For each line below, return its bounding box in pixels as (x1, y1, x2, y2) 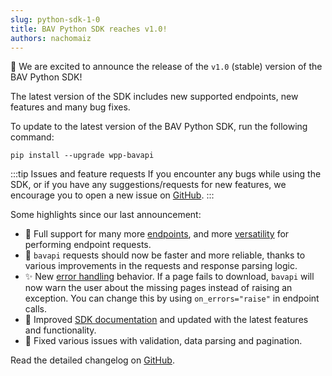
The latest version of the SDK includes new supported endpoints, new (10, 91, 299, 103)
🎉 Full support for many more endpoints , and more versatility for (24, 228, 290, 240)
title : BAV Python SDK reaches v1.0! (10, 24, 168, 34)
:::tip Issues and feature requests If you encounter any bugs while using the (10, 168, 322, 180)
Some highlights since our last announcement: (10, 209, 202, 221)
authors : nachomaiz (10, 33, 92, 43)
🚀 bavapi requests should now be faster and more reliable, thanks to (24, 249, 306, 261)
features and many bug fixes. (10, 101, 131, 113)
